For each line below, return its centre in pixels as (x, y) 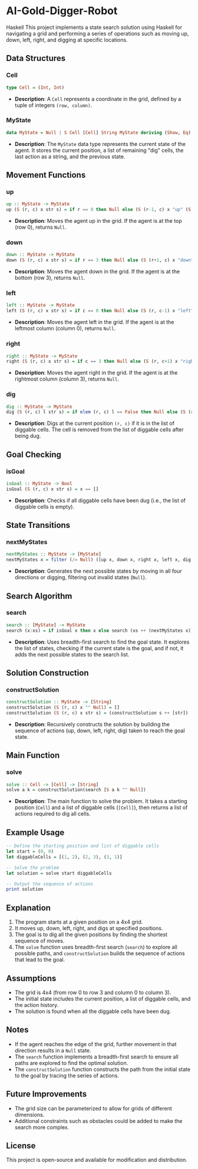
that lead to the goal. (40, 960)
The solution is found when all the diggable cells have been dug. (93, 1011)
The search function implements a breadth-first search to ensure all (96, 1057)
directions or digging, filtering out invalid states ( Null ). (80, 577)
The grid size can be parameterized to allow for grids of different (93, 1108)
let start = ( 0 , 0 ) (30, 852)
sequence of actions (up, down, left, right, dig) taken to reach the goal (100, 730)
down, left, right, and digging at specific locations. (67, 40)
